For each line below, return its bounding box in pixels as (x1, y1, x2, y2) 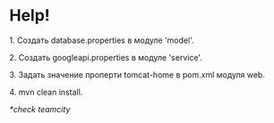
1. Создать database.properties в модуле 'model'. (9, 35, 194, 45)
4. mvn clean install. (9, 86, 83, 97)
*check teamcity (9, 103, 71, 114)
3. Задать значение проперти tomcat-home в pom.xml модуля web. (9, 69, 266, 80)
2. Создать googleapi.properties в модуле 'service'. (9, 52, 203, 62)
